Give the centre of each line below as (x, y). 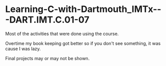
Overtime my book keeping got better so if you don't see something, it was (83, 43)
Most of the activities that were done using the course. (62, 33)
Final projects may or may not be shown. (47, 58)
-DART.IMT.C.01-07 (47, 20)
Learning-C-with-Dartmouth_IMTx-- (83, 9)
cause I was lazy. (23, 48)
